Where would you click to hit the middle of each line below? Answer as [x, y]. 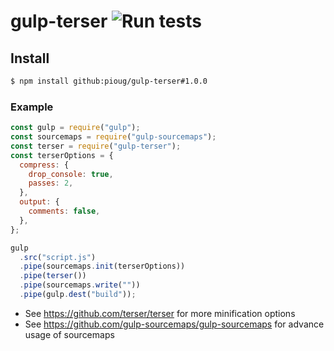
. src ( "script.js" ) [58, 257]
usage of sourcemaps [69, 334]
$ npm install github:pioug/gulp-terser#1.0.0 [109, 81]
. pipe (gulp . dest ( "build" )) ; [78, 295]
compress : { [44, 165]
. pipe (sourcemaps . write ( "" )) [80, 285]
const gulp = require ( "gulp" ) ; [75, 128]
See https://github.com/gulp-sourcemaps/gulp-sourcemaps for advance [174, 324]
